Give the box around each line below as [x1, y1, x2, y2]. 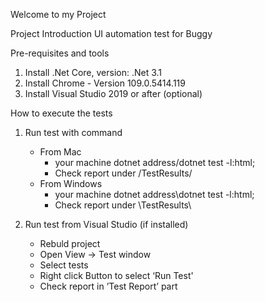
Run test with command [24, 127, 123, 138]
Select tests [39, 259, 89, 271]
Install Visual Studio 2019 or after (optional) [24, 88, 203, 99]
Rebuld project [39, 238, 101, 249]
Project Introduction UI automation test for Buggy [10, 28, 213, 39]
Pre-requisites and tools [10, 47, 110, 59]
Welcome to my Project [10, 9, 107, 20]
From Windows [39, 178, 103, 189]
